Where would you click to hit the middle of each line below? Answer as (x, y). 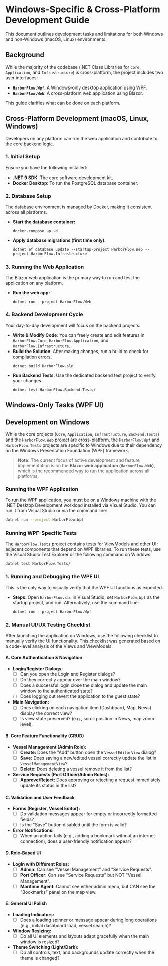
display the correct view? (46, 713)
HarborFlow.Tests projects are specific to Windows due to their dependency (84, 445)
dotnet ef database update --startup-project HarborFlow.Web (78, 250)
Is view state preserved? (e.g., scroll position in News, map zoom (87, 719)
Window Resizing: (32, 931)
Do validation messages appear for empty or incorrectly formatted (88, 814)
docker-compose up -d (35, 231)
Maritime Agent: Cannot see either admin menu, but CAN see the (88, 886)
